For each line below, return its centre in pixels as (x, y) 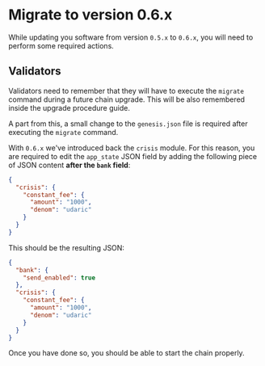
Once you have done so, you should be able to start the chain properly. (126, 353)
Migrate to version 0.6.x (90, 15)
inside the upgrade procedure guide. (69, 107)
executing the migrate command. (63, 132)
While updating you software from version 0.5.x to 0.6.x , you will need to (131, 37)
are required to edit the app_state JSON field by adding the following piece (132, 156)
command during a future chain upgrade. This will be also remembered (126, 99)
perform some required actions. (61, 45)
